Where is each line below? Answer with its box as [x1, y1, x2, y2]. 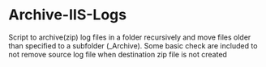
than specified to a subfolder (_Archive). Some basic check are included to [8, 40, 258, 50]
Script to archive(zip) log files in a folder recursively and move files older [8, 32, 251, 42]
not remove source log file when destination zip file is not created [8, 49, 227, 59]
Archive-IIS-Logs [8, 6, 127, 24]
